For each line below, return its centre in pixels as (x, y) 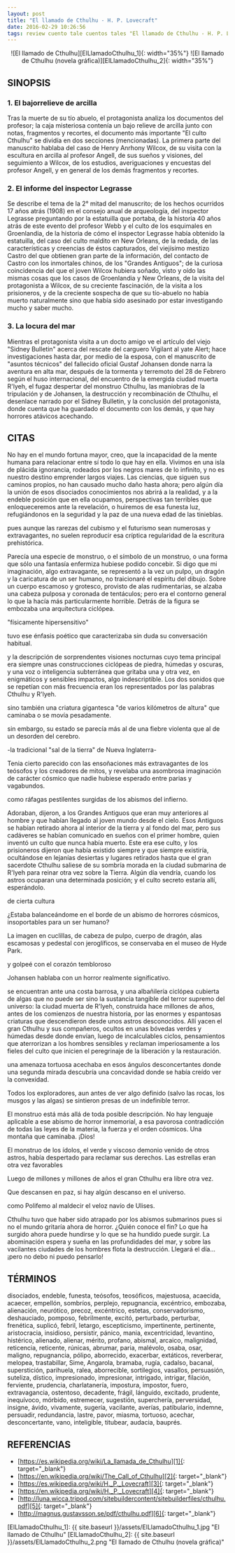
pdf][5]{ (29, 1506)
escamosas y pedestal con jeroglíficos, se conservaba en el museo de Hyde (117, 943)
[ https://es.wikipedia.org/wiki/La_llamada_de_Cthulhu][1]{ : (101, 1461)
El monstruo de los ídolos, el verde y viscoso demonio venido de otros (108, 1150)
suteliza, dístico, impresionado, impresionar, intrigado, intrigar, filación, (109, 1378)
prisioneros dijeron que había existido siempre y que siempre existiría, (108, 850)
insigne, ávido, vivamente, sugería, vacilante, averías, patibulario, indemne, (115, 1408)
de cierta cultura (31, 901)
